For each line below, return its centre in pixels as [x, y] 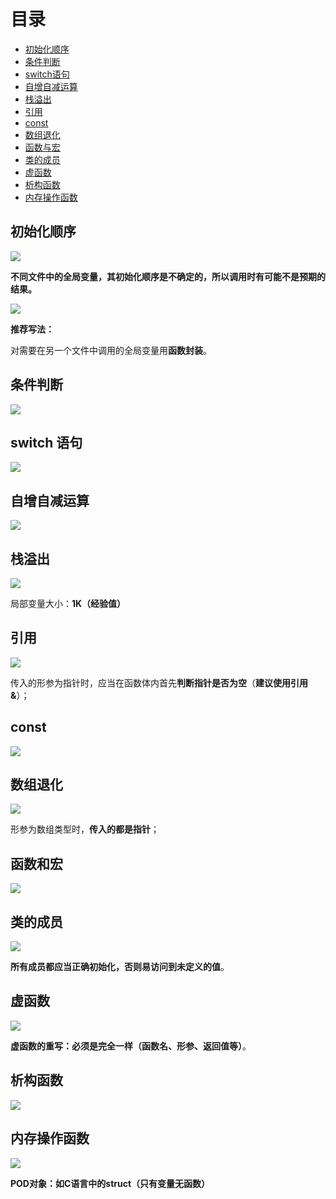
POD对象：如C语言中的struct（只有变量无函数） [110, 1183]
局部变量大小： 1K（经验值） [68, 603]
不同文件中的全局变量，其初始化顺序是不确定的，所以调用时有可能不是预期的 [168, 276]
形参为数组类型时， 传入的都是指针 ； [85, 829]
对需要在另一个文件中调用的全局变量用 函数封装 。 [111, 350]
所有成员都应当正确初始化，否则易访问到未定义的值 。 [120, 967]
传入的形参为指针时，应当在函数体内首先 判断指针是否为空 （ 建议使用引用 [159, 682]
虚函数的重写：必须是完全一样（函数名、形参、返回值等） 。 [131, 1046]
